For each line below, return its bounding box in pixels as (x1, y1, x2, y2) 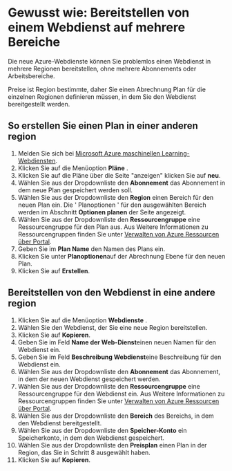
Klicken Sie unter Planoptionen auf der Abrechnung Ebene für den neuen (17, 252, 226, 260)
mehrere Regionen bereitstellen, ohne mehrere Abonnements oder (8, 64, 197, 73)
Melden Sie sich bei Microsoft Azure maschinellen (17, 149, 161, 157)
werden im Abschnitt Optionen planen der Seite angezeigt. (17, 207, 186, 216)
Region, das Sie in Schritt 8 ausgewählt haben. (17, 448, 151, 456)
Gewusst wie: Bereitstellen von (8, 5, 190, 21)
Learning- (162, 149, 191, 157)
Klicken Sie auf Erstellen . (17, 266, 90, 275)
